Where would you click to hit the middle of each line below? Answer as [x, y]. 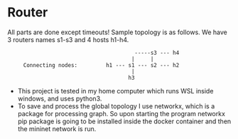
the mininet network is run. [57, 128]
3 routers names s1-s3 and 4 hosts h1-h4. [68, 39]
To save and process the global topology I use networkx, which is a [116, 106]
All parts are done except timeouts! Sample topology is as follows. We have [117, 32]
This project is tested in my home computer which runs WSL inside [115, 91]
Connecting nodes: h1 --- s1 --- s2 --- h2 [101, 65]
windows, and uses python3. [60, 98]
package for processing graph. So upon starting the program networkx [121, 113]
